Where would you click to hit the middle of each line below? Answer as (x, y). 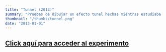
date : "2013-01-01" (25, 23)
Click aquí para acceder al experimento (67, 43)
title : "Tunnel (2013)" (30, 10)
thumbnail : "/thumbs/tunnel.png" (40, 19)
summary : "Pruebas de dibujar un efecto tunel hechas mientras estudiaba (83, 14)
